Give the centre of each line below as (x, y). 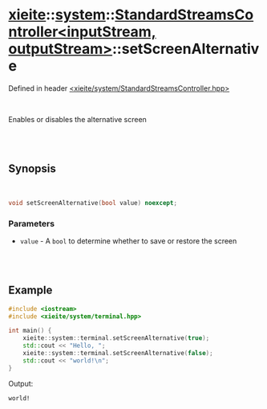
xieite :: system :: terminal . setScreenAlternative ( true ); (116, 338)
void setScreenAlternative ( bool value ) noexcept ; (93, 202)
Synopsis (32, 169)
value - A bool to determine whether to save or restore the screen (128, 241)
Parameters (31, 223)
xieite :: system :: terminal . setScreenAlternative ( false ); (118, 354)
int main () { (30, 331)
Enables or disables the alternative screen (77, 119)
